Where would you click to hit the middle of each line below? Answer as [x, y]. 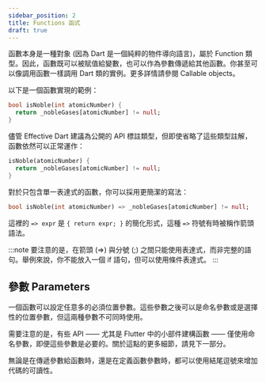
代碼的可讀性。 [32, 371]
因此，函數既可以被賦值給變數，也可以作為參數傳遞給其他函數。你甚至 [136, 63]
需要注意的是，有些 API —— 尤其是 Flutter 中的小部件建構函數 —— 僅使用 [128, 334]
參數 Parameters [49, 287]
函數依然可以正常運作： [46, 146]
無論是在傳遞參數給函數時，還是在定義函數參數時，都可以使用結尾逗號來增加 [133, 361]
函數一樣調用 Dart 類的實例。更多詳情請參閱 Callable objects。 [137, 74]
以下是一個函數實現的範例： [53, 90]
